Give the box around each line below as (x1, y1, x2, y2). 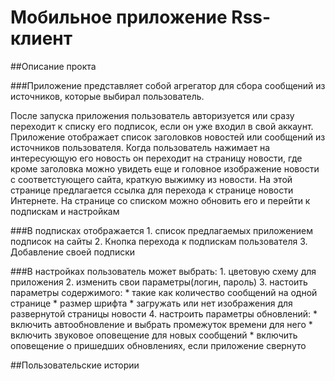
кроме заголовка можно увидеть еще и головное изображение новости (10, 162, 320, 175)
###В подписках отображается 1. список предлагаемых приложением (10, 224, 313, 236)
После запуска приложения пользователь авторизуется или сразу (10, 109, 295, 121)
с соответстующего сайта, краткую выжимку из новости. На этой (10, 173, 293, 185)
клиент (10, 27, 73, 50)
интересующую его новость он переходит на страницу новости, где (10, 152, 303, 164)
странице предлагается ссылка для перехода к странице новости (10, 184, 294, 196)
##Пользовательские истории (10, 359, 140, 371)
